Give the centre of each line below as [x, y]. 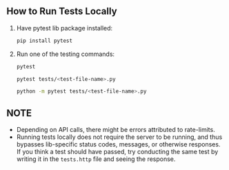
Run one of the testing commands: [66, 54]
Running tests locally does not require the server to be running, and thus [119, 137]
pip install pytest [44, 41]
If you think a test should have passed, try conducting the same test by [117, 152]
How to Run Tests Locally [62, 11]
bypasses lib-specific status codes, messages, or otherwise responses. [118, 144]
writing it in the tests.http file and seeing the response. [96, 159]
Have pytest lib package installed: [64, 28]
